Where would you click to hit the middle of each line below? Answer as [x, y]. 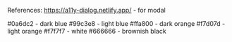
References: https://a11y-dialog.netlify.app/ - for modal [86, 10]
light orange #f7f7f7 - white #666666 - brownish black [87, 31]
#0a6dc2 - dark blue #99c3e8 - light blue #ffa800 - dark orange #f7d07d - [116, 23]
